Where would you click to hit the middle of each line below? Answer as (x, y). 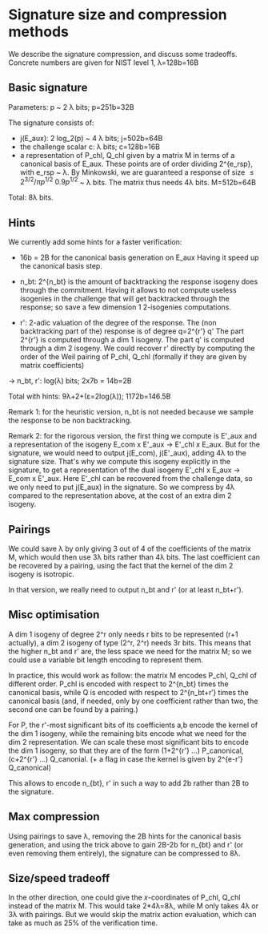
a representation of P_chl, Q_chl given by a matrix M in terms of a (127, 155)
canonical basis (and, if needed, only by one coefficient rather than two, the (133, 701)
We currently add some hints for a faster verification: (95, 242)
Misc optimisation (54, 615)
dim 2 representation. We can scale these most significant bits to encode (129, 742)
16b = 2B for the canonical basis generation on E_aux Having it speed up (139, 257)
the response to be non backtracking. (70, 421)
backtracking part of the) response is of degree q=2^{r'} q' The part (132, 331)
